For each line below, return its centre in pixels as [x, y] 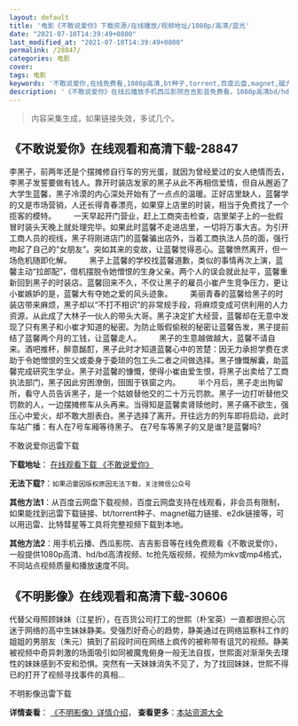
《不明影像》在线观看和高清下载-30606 [118, 596]
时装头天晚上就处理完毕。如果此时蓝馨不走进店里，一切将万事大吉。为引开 [153, 227]
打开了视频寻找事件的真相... [75, 675]
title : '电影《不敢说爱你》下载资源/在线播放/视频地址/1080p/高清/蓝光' [129, 26]
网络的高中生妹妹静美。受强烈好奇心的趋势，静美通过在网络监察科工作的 [157, 630]
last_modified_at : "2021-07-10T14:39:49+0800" [97, 42]
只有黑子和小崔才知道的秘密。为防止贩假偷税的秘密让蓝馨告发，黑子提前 [157, 327]
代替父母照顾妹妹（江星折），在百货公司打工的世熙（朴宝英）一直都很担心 [143, 619]
